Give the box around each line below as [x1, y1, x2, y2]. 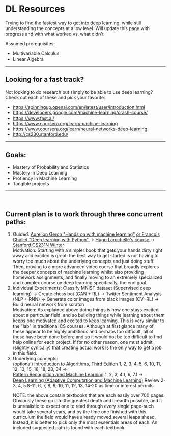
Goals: [5, 151, 26, 159]
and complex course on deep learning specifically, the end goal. [12, 280, 148, 286]
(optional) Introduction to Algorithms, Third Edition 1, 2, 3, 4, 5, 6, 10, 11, [12, 361, 162, 367]
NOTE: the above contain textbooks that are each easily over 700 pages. [12, 392, 165, 398]
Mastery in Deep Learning [12, 169, 68, 176]
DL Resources [5, 3, 65, 15]
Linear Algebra [12, 55, 44, 62]
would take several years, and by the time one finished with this [12, 409, 147, 415]
